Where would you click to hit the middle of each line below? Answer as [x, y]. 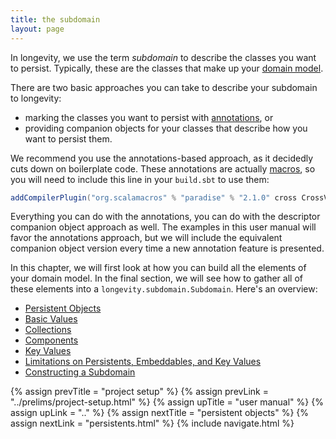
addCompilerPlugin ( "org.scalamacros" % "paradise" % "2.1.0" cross [154, 197]
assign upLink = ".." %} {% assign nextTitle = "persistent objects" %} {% [160, 413]
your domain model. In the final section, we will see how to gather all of [156, 278]
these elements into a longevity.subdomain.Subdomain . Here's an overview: [164, 289]
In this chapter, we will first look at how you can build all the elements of [158, 268]
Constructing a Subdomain [80, 372]
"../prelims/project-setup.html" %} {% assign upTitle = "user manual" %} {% [167, 402]
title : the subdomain [55, 19]
